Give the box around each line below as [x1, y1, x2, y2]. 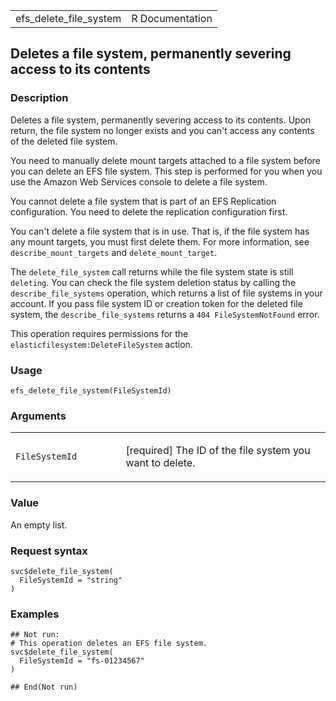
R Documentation [131, 12, 213, 25]
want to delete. [125, 456, 196, 470]
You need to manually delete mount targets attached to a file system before [10, 154, 321, 166]
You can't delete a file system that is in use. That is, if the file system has [10, 225, 310, 237]
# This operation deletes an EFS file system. [10, 639, 208, 649]
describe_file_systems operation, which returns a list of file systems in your [10, 287, 323, 299]
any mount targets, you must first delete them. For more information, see [10, 235, 310, 248]
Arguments [10, 409, 67, 423]
